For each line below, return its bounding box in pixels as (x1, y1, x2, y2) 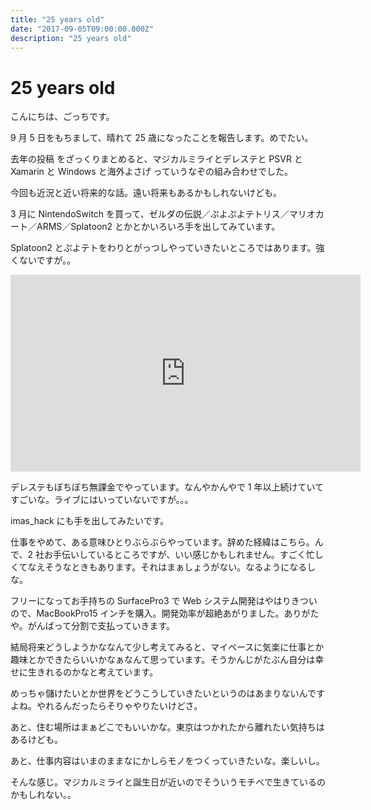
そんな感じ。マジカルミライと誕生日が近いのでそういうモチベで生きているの (10, 776, 326, 788)
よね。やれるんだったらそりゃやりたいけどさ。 (10, 700, 203, 712)
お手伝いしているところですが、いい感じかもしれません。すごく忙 (43, 549, 315, 561)
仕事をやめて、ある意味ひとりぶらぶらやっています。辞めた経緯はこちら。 (10, 536, 315, 548)
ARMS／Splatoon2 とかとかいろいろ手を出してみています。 (36, 221, 281, 233)
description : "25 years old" (10, 33, 132, 43)
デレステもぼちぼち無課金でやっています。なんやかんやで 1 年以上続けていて (10, 481, 325, 493)
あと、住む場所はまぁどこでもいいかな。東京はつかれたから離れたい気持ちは (10, 721, 325, 733)
